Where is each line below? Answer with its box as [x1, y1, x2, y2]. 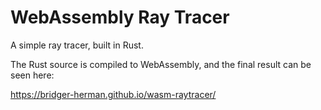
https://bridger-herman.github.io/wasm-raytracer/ [10, 88, 217, 100]
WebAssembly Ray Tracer [10, 6, 230, 29]
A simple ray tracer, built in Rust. [10, 39, 144, 51]
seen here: [10, 69, 55, 81]
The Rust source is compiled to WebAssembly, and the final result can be [10, 58, 312, 70]
